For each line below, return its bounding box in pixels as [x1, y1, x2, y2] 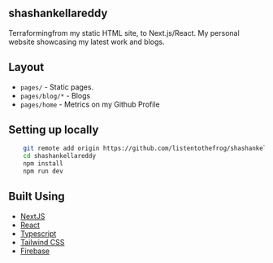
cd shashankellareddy [23, 152, 96, 160]
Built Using [8, 190, 65, 204]
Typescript [19, 228, 57, 239]
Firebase [19, 246, 50, 256]
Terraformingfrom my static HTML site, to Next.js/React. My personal [8, 28, 240, 37]
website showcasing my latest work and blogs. [8, 37, 165, 46]
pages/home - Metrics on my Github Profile [19, 99, 160, 109]
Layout [8, 60, 45, 74]
